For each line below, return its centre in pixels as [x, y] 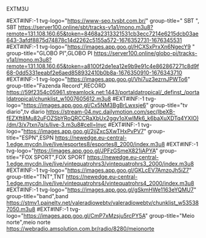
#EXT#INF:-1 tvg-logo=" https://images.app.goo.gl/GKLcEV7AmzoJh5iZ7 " [99, 170]
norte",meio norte [29, 222]
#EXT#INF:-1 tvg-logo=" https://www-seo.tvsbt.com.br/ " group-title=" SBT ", [103, 20]
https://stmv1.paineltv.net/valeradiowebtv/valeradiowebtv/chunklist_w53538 [103, 203]
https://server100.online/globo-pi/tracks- [146, 53]
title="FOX [19, 157]
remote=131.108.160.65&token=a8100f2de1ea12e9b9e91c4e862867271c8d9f [103, 66]
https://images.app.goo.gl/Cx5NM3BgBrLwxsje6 [85, 105]
